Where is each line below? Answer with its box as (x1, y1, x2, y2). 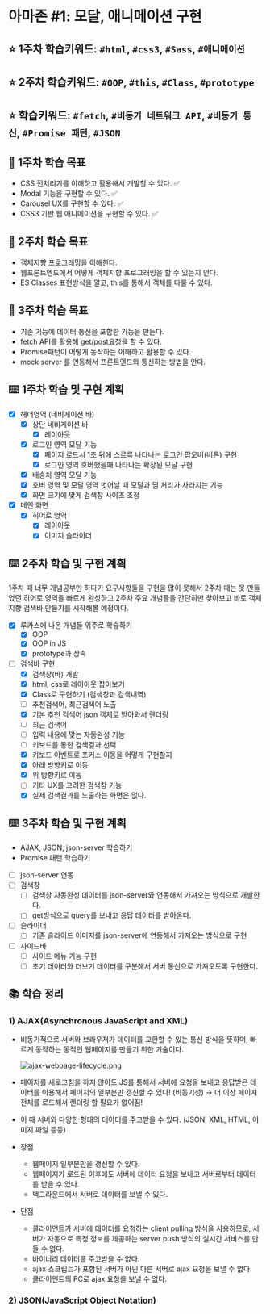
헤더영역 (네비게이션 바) (19, 409, 95, 419)
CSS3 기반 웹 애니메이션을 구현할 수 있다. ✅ (19, 209, 159, 219)
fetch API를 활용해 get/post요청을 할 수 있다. (19, 337, 163, 346)
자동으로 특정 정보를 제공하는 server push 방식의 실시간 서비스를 (47, 1234, 251, 1244)
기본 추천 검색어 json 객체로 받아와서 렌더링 (31, 709, 169, 719)
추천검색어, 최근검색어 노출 (31, 699, 117, 709)
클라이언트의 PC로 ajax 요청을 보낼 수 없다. (31, 1274, 168, 1284)
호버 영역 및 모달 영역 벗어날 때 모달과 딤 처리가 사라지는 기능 (31, 480, 223, 490)
